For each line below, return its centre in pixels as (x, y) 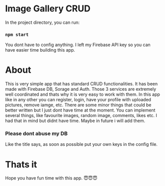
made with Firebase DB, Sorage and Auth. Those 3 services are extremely (81, 89)
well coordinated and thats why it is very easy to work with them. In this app (82, 94)
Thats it (21, 164)
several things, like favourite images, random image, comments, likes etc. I (81, 116)
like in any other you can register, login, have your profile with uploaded (78, 100)
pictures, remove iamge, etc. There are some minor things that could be (78, 105)
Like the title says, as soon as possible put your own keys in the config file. (81, 144)
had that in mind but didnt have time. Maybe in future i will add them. (75, 121)
